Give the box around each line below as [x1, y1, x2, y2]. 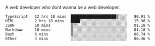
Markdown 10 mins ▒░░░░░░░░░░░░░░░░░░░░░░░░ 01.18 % [5, 27, 150, 32]
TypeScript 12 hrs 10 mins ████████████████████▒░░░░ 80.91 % [5, 14, 150, 19]
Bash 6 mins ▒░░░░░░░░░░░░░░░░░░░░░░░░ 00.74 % [5, 32, 150, 37]
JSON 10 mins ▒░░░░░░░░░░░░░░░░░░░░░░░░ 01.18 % [5, 23, 150, 28]
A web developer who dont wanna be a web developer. [5, 5, 120, 10]
